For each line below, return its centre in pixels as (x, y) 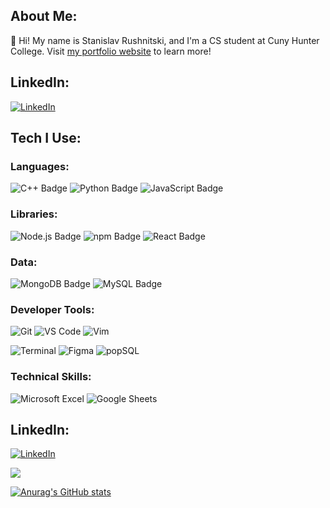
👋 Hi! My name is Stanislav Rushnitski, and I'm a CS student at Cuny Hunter (165, 40)
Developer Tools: (52, 309)
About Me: (44, 16)
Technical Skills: (51, 377)
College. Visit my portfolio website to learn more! (111, 51)
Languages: (40, 166)
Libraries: (34, 214)
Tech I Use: (46, 138)
